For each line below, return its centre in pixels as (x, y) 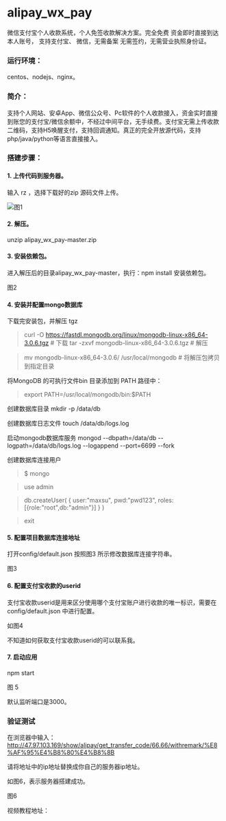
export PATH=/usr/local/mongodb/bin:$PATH (87, 395)
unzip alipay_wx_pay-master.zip (52, 239)
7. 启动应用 (22, 657)
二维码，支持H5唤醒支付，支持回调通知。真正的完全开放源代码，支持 (104, 130)
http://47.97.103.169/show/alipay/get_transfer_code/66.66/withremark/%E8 (112, 745)
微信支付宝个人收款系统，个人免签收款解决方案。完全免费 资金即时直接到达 (113, 32)
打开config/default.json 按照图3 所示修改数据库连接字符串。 (91, 554)
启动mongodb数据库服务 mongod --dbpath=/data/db (82, 438)
